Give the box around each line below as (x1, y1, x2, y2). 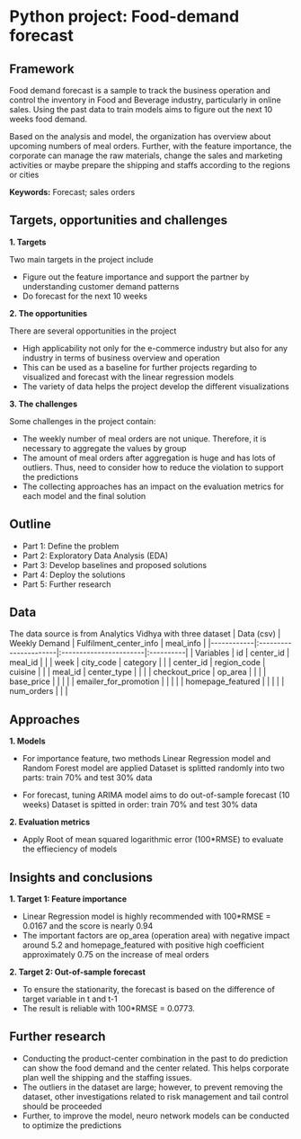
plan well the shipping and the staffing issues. (22, 1072, 192, 1082)
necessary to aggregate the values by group (22, 442, 187, 453)
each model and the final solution (22, 490, 146, 501)
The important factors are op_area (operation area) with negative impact (22, 930, 290, 941)
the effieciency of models (22, 843, 118, 855)
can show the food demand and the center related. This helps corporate (22, 1063, 289, 1073)
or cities (9, 169, 40, 180)
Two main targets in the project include (9, 254, 155, 264)
